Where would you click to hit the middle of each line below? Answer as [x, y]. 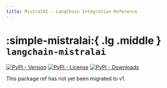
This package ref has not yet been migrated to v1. [66, 78]
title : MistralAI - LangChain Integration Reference [72, 11]
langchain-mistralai [56, 52]
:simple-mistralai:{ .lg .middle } [84, 40]
